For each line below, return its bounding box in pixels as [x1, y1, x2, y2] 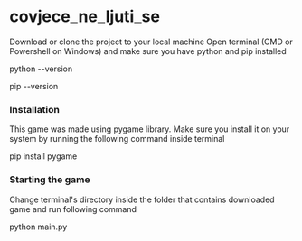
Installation [9, 103, 61, 116]
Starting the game [9, 173, 90, 186]
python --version [9, 63, 73, 74]
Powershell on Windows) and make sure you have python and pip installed [9, 45, 287, 56]
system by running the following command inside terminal [9, 134, 225, 144]
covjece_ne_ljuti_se [9, 6, 161, 27]
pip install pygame [9, 151, 78, 162]
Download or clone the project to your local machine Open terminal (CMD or [9, 36, 294, 47]
